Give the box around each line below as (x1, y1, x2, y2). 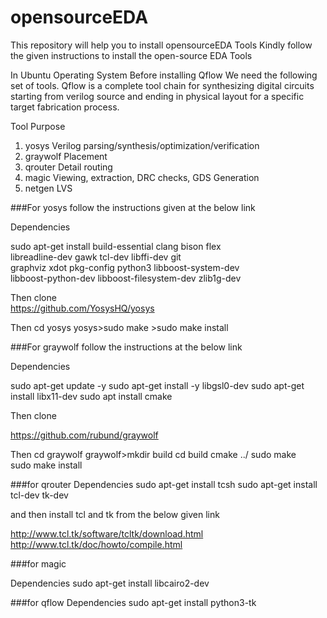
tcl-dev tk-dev (10, 489, 69, 501)
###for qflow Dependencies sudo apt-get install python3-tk (10, 596, 257, 608)
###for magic (10, 557, 67, 570)
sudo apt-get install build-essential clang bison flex (10, 240, 222, 252)
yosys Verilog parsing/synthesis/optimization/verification (24, 139, 260, 151)
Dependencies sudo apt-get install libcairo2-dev (10, 577, 210, 589)
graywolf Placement (24, 150, 108, 162)
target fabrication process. (10, 101, 120, 113)
